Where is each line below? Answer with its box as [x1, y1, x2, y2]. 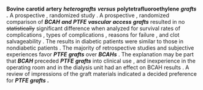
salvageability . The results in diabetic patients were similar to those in [6, 38, 184, 45]
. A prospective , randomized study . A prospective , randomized [6, 12, 170, 19]
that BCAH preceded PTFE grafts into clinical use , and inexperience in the [6, 58, 196, 64]
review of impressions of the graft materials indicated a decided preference [6, 70, 197, 77]
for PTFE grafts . [6, 77, 50, 84]
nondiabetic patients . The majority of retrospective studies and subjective [6, 44, 194, 51]
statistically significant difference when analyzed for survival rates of [6, 24, 181, 32]
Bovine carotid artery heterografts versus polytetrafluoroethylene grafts [6, 6, 197, 12]
